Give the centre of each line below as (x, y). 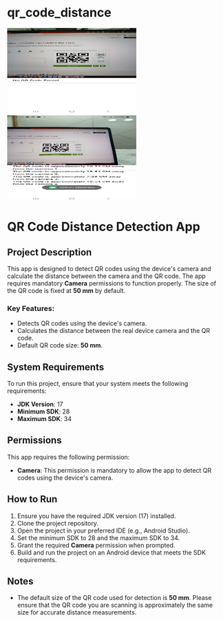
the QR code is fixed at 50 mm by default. (66, 290)
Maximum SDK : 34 (44, 419)
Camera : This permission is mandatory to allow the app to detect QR (114, 470)
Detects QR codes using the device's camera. (82, 323)
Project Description (50, 252)
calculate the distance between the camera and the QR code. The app (107, 276)
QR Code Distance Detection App (104, 227)
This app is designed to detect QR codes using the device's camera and (109, 268)
